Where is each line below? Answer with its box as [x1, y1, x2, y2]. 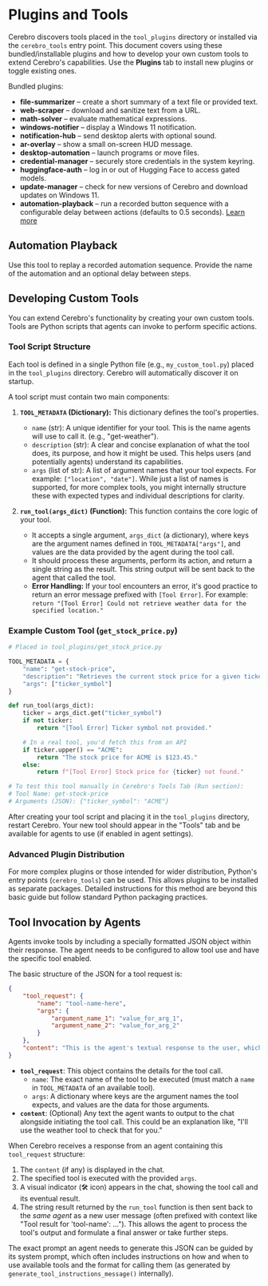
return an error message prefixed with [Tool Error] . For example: [31, 589, 249, 599]
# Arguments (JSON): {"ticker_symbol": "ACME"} [8, 797, 170, 806]
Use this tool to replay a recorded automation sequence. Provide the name [8, 260, 253, 269]
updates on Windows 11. [19, 190, 100, 200]
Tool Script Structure [8, 341, 92, 352]
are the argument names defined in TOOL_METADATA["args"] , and [31, 538, 241, 548]
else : [22, 760, 41, 768]
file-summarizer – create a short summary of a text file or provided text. [19, 97, 258, 106]
